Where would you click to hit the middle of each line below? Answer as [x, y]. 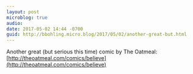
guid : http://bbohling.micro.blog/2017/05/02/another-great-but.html [97, 35]
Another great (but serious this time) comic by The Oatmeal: [82, 52]
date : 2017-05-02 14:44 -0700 [45, 29]
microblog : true [27, 18]
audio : [15, 23]
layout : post [23, 12]
